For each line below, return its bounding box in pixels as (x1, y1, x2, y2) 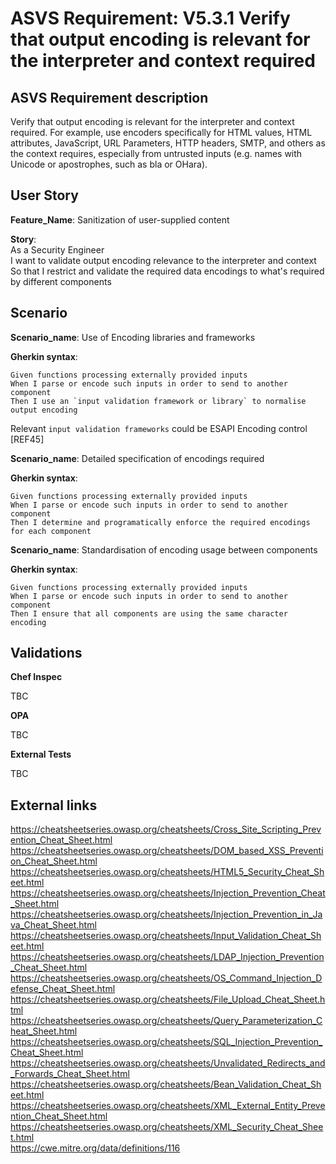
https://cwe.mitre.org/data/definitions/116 (10, 1142, 181, 1154)
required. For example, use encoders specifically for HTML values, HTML (10, 127, 313, 138)
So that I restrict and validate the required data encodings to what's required (10, 265, 325, 277)
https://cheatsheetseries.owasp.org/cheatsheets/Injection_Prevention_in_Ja (10, 908, 323, 921)
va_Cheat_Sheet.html (10, 919, 97, 931)
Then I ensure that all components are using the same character (10, 608, 288, 619)
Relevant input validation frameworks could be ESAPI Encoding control (10, 422, 308, 434)
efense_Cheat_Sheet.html (10, 983, 116, 995)
